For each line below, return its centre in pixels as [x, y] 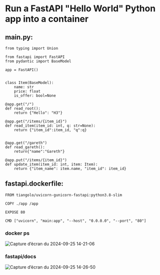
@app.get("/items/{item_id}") [36, 121]
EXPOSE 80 [15, 212]
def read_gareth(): [25, 147]
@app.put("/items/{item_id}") [36, 160]
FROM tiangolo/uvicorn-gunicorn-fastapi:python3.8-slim [64, 195]
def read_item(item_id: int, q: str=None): [50, 126]
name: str [24, 87]
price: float [27, 91]
